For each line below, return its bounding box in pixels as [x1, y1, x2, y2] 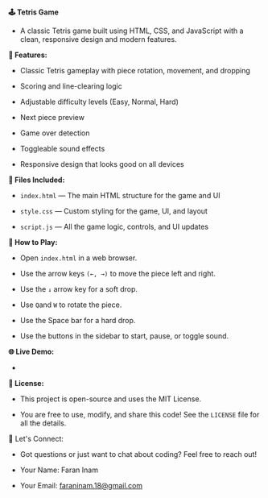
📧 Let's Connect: [8, 434, 64, 443]
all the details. [19, 418, 67, 428]
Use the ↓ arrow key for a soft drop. [19, 284, 138, 293]
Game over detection [19, 128, 90, 138]
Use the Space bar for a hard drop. [19, 316, 136, 325]
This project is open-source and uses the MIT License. [19, 394, 202, 404]
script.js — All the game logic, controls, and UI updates [19, 222, 209, 231]
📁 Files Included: [8, 175, 65, 185]
